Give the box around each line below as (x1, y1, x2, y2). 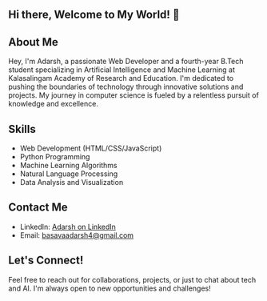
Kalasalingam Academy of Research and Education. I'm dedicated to (8, 74, 234, 83)
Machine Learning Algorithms (19, 161, 118, 171)
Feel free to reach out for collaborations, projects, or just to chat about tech (8, 275, 257, 284)
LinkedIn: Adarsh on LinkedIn (19, 222, 116, 231)
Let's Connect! (8, 254, 84, 267)
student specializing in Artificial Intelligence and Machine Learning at (8, 65, 236, 74)
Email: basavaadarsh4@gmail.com (19, 230, 134, 240)
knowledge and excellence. (8, 99, 98, 109)
